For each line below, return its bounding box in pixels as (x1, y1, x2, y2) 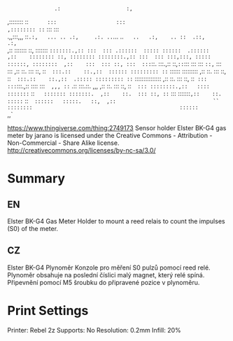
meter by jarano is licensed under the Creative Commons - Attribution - (7, 132, 213, 139)
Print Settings (7, 303, 89, 319)
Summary (7, 171, 65, 187)
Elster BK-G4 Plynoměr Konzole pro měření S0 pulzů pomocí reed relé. (7, 263, 211, 272)
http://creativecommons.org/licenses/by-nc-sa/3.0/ (7, 146, 156, 154)
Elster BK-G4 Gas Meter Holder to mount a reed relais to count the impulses (7, 217, 225, 225)
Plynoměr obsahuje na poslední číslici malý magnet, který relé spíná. (7, 270, 205, 279)
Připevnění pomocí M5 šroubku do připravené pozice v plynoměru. (7, 278, 200, 286)
